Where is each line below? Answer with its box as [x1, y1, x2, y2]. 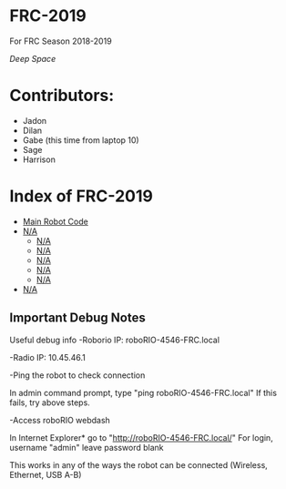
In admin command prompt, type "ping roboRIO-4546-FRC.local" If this [9, 387, 278, 398]
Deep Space [9, 53, 56, 64]
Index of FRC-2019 [9, 186, 153, 207]
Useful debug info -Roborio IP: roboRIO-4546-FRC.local [9, 334, 220, 345]
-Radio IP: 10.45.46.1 [9, 351, 87, 362]
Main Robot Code [22, 216, 88, 227]
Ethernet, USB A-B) [9, 469, 82, 480]
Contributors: [9, 86, 115, 106]
